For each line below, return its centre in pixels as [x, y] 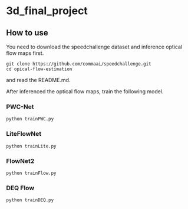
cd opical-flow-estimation [39, 69]
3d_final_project [47, 11]
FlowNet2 [20, 161]
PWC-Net [20, 106]
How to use [27, 33]
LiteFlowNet [24, 134]
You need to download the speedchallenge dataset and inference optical [94, 47]
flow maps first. [25, 53]
